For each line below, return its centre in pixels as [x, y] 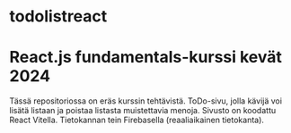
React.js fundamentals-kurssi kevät [146, 58]
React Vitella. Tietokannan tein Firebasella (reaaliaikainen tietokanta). [137, 120]
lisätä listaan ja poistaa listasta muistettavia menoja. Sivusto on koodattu [143, 111]
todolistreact [58, 17]
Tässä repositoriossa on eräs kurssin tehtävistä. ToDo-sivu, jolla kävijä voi [146, 101]
